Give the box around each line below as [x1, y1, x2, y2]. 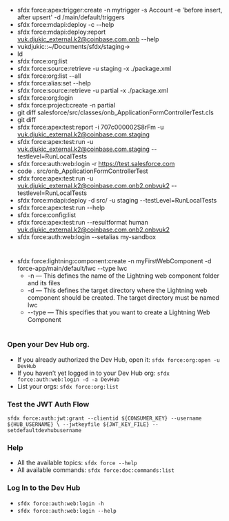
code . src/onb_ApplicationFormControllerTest [17, 167, 148, 175]
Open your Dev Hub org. [7, 340, 90, 349]
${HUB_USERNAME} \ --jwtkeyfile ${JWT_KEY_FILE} [7, 421, 150, 428]
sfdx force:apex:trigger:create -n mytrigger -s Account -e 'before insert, [17, 6, 223, 14]
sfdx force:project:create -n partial [17, 101, 116, 109]
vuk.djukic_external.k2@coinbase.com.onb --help [17, 35, 159, 43]
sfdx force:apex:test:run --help [17, 203, 106, 212]
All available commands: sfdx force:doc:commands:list [17, 466, 175, 474]
